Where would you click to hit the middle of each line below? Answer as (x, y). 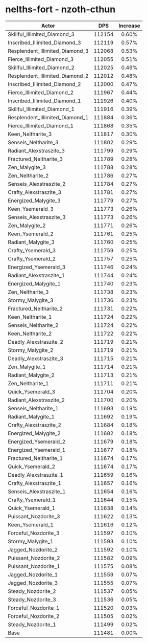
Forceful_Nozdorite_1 (34, 608)
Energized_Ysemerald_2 (37, 441)
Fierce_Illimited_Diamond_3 (41, 59)
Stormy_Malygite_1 (31, 541)
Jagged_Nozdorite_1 (33, 574)
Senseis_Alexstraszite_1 (37, 491)
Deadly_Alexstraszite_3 (36, 358)
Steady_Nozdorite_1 (32, 624)
